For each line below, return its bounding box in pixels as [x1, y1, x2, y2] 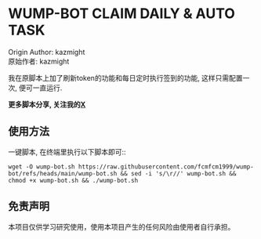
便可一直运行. [18, 83, 63, 92]
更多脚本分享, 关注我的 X [8, 100, 86, 109]
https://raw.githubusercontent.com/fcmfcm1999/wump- [78, 162, 255, 171]
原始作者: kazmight [8, 56, 70, 66]
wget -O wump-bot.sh [8, 162, 76, 171]
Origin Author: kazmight [8, 47, 85, 56]
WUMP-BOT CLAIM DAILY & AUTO [8, 5, 235, 23]
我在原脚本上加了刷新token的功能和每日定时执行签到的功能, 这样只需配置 [8, 73, 243, 82]
